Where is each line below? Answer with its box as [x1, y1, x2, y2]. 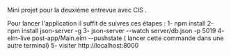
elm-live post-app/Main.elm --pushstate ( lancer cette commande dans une [7, 34, 224, 42]
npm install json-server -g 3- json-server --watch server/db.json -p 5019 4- [7, 27, 225, 35]
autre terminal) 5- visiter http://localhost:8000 [7, 41, 139, 49]
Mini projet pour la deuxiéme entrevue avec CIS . [7, 6, 148, 14]
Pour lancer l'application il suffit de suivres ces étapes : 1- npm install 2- [7, 19, 214, 27]
